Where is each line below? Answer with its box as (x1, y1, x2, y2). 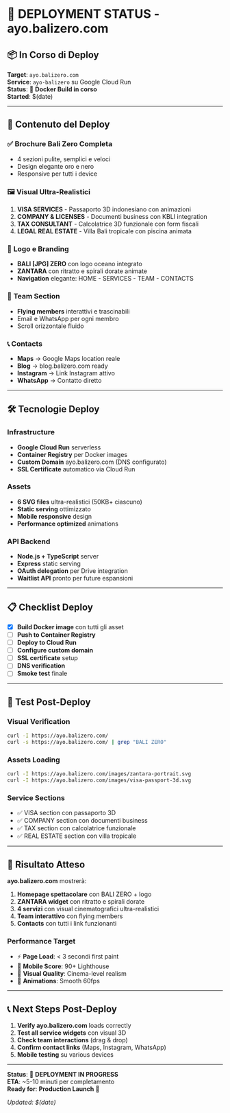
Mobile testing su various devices (16, 1051, 114, 1059)
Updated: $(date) (7, 1098, 56, 1107)
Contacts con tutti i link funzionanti (16, 919, 117, 927)
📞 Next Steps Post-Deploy (7, 1003, 118, 1015)
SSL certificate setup (16, 654, 79, 662)
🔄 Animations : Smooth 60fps (16, 977, 101, 985)
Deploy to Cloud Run (16, 638, 77, 647)
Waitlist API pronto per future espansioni (16, 574, 133, 583)
